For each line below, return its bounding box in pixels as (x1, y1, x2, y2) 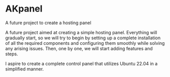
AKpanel (5, 3, 43, 15)
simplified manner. (5, 66, 44, 72)
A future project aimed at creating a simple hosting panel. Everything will (5, 29, 157, 35)
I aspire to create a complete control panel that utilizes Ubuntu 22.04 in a (5, 60, 158, 66)
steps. (5, 51, 18, 57)
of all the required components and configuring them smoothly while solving (5, 40, 165, 46)
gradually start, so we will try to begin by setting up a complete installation (5, 35, 161, 41)
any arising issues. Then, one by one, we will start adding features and (5, 45, 153, 51)
